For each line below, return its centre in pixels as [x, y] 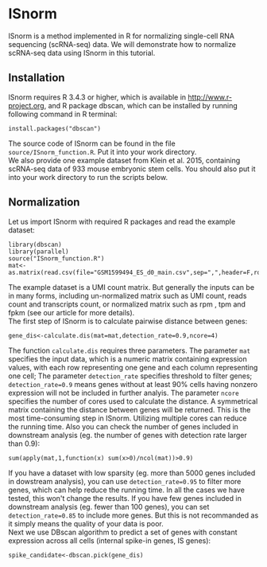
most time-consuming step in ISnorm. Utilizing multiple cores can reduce [128, 418]
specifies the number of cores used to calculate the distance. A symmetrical [133, 401]
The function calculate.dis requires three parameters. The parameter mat [130, 350]
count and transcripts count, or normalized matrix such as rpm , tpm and [127, 304]
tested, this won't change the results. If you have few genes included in [125, 498]
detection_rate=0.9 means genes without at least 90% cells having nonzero [133, 384]
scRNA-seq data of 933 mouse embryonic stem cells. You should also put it [132, 169]
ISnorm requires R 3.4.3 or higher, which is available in [97, 97]
